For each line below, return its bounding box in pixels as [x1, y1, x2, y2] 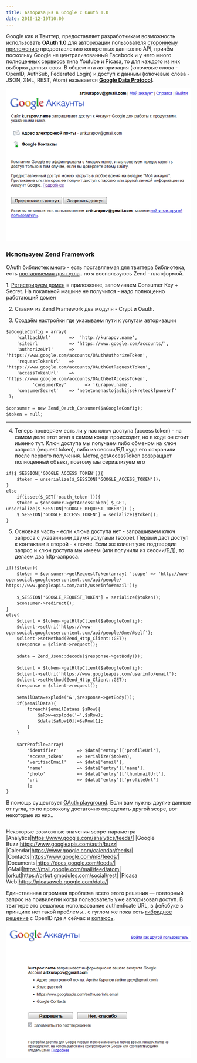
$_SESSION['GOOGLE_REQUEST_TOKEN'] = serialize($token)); [16, 594, 161, 600]
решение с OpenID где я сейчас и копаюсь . [6, 914, 116, 921]
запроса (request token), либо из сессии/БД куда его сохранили [14, 446, 176, 453]
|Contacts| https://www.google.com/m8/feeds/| [6, 853, 120, 860]
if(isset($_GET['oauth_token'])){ [16, 494, 101, 500]
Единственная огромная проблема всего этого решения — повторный [6, 889, 184, 896]
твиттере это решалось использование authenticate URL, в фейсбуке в [6, 902, 184, 909]
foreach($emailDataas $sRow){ [27, 706, 101, 712]
